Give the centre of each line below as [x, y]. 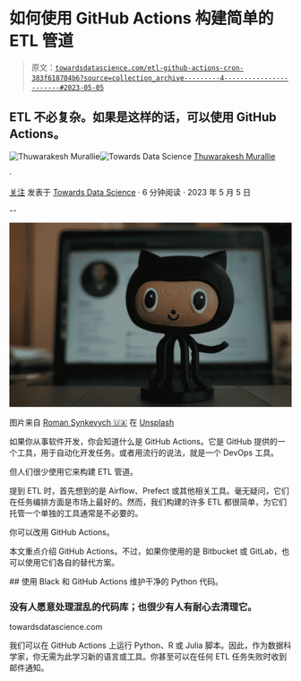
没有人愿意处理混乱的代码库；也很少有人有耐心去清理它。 [133, 607]
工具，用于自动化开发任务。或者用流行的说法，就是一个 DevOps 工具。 [148, 453]
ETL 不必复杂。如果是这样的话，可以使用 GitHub [143, 117]
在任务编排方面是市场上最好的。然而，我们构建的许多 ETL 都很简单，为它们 [148, 502]
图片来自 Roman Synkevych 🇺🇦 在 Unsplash [92, 423]
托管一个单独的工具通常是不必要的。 [76, 513]
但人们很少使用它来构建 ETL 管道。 [74, 472]
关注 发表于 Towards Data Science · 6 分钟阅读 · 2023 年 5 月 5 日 [130, 192]
